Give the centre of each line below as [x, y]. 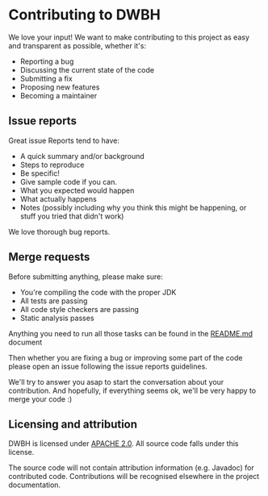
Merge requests [49, 257]
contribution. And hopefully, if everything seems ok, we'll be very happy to [132, 390]
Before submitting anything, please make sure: [86, 277]
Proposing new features [60, 87]
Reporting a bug [47, 61]
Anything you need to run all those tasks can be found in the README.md [130, 333]
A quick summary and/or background [82, 156]
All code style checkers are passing [80, 309]
